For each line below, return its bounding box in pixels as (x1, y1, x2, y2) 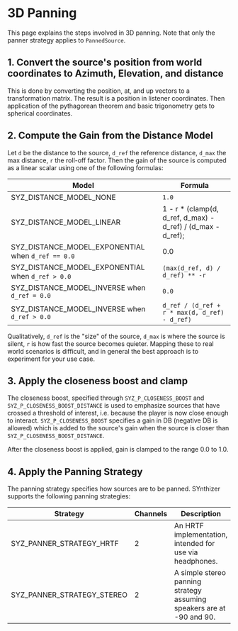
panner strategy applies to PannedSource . (7, 35, 126, 44)
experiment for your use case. (7, 354, 96, 363)
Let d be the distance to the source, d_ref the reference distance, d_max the (7, 148, 227, 157)
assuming (174, 594, 207, 604)
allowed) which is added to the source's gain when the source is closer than (7, 424, 229, 432)
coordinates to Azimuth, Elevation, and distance (7, 67, 225, 79)
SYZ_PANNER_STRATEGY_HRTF (11, 539, 119, 549)
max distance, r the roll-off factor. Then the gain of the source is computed (7, 156, 227, 164)
